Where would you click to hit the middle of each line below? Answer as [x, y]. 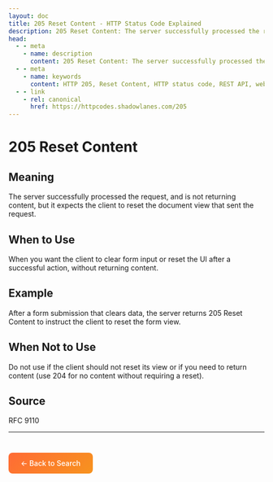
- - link [30, 92]
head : [17, 39]
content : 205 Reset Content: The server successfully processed [141, 62]
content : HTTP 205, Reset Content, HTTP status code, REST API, [141, 84]
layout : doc [28, 16]
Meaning [31, 177]
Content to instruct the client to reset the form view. [95, 322]
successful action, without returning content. [83, 267]
